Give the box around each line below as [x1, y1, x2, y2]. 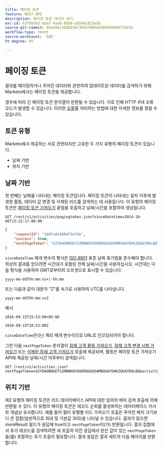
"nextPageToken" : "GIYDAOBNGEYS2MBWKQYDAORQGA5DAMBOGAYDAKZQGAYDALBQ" [14, 241, 160, 246]
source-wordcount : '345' [5, 35, 55, 39]
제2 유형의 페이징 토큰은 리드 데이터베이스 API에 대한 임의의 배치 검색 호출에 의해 [5, 397, 158, 403]
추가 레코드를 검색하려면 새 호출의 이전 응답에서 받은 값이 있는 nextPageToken [10, 427, 156, 433]
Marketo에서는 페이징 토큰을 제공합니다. [5, 89, 81, 94]
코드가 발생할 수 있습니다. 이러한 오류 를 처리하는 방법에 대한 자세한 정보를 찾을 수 [5, 105, 158, 111]
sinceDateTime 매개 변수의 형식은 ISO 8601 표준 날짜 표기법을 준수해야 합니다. [5, 255, 154, 261]
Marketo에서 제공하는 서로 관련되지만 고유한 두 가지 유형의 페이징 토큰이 [5, 141, 142, 147]
